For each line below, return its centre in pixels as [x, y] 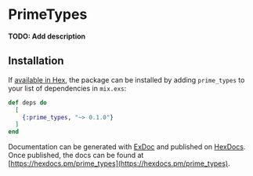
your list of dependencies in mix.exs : [67, 88]
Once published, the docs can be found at [76, 156]
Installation [36, 61]
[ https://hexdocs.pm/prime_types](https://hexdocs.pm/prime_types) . [119, 163]
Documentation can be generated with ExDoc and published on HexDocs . [127, 147]
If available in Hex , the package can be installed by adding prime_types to [127, 79]
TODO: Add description [47, 36]
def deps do [27, 103]
